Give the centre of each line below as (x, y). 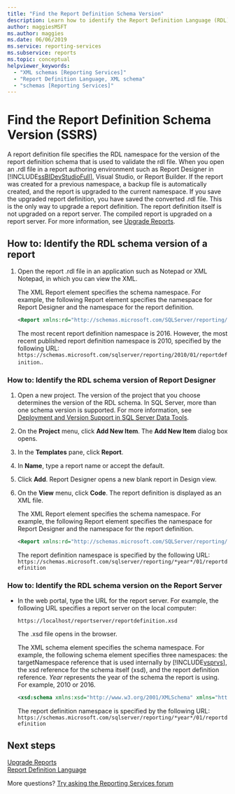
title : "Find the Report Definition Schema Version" (86, 14)
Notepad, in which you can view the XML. (77, 279)
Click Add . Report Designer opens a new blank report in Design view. (117, 479)
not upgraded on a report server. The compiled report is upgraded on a (110, 214)
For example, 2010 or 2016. (56, 685)
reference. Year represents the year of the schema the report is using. (118, 678)
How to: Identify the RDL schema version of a (107, 244)
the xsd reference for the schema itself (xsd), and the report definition (118, 670)
